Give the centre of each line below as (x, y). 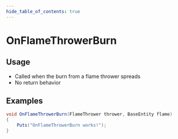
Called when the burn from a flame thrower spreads (78, 76)
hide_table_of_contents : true (43, 11)
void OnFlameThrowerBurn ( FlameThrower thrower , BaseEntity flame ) (89, 114)
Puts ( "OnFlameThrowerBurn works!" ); (62, 126)
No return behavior (38, 82)
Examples (24, 101)
